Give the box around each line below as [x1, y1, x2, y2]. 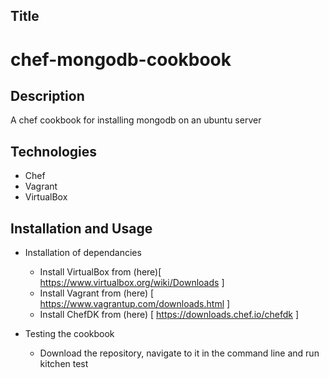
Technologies [10, 143, 98, 160]
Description [10, 87, 85, 104]
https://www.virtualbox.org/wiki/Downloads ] [39, 277, 225, 289]
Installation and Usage [10, 220, 153, 237]
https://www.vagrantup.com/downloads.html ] [39, 298, 231, 310]
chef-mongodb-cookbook [10, 48, 232, 71]
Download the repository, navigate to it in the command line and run [39, 347, 320, 359]
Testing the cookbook [24, 328, 115, 340]
